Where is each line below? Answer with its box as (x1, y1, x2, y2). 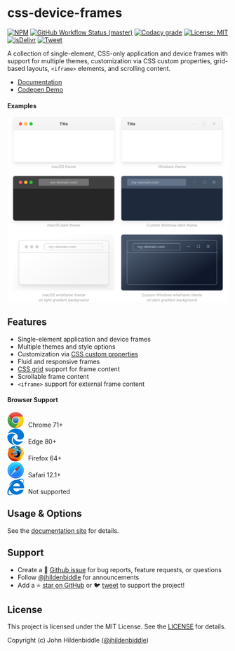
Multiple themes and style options (17, 342, 116, 351)
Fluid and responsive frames (17, 357, 100, 366)
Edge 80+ (27, 437, 57, 446)
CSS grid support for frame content (17, 364, 121, 373)
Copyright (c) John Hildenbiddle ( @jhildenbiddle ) (7, 636, 149, 645)
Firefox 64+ (27, 453, 62, 462)
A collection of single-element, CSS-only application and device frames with (7, 49, 228, 58)
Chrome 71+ (27, 420, 63, 429)
